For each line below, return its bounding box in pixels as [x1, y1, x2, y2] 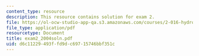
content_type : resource [6, 8, 65, 15]
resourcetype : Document [6, 30, 65, 36]
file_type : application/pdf [6, 24, 76, 31]
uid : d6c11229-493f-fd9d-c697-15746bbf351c [6, 41, 115, 47]
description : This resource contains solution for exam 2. [6, 14, 155, 20]
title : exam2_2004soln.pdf [6, 36, 73, 41]
